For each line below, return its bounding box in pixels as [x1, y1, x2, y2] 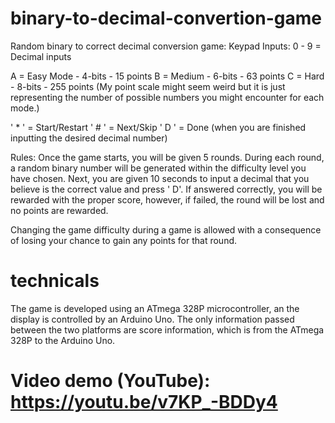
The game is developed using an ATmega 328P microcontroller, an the [10, 302, 300, 314]
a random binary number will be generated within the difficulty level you [10, 162, 307, 174]
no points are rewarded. [10, 204, 109, 216]
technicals [10, 270, 100, 292]
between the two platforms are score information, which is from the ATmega [10, 323, 325, 336]
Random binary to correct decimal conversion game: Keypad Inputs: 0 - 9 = [10, 40, 322, 52]
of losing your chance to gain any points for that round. [10, 234, 238, 246]
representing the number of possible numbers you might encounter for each [10, 91, 325, 103]
